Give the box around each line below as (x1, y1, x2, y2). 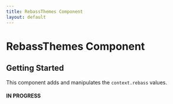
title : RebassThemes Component (6, 8, 83, 15)
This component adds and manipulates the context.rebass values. (6, 79, 167, 86)
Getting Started (6, 63, 64, 73)
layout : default (6, 14, 46, 20)
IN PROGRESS (6, 92, 41, 99)
